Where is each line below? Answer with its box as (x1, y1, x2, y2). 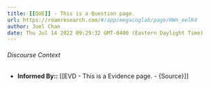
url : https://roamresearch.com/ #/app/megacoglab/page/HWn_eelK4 (7, 17, 197, 23)
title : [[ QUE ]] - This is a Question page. (7, 10, 136, 17)
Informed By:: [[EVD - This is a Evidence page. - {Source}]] (17, 72, 189, 80)
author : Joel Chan (7, 23, 60, 30)
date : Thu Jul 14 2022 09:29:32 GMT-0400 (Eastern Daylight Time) (7, 29, 204, 37)
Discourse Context (7, 50, 60, 59)
